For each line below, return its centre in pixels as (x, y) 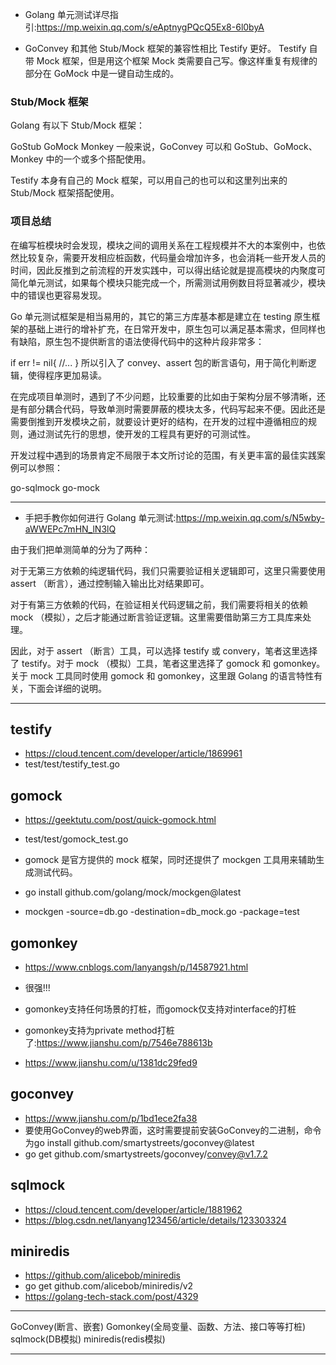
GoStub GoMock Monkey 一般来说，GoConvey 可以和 (121, 147)
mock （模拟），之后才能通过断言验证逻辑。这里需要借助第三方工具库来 (156, 617)
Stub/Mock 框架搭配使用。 (65, 193)
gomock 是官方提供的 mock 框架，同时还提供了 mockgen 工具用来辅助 (170, 860)
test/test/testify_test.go (72, 764)
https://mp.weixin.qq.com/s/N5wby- (250, 517)
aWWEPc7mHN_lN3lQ (70, 529)
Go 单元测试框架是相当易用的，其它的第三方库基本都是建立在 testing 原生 (161, 316)
